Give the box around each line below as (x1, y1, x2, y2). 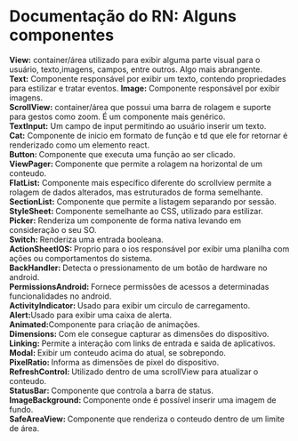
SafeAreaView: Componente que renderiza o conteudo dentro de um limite (9, 413, 285, 424)
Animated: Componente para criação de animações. (9, 318, 200, 330)
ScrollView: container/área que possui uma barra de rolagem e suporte (9, 101, 271, 112)
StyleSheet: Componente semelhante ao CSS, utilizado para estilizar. (9, 205, 264, 216)
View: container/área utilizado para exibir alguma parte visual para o (9, 54, 261, 65)
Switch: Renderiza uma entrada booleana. (9, 234, 165, 245)
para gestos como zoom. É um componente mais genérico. (9, 111, 226, 122)
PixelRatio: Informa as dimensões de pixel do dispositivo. (9, 357, 220, 367)
